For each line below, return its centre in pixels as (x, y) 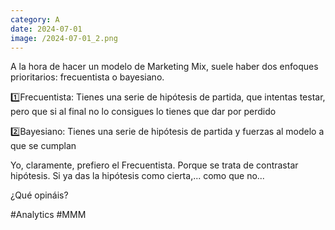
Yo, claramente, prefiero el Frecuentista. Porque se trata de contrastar (154, 165)
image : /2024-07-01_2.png (64, 38)
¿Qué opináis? (39, 195)
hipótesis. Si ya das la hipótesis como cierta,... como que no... (137, 176)
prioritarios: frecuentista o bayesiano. (87, 77)
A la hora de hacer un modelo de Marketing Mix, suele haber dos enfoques (164, 67)
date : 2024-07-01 (46, 29)
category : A (35, 19)
